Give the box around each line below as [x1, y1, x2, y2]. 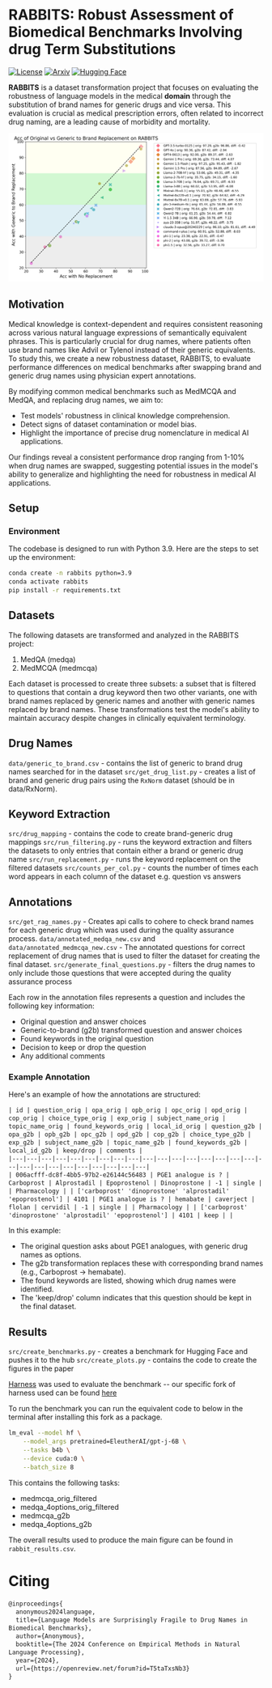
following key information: [8, 1001, 95, 1011]
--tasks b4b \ [23, 1446, 70, 1454]
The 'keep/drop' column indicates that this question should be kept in [19, 1293, 253, 1303]
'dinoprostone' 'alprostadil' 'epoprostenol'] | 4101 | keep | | [8, 1211, 233, 1219]
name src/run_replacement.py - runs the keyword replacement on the [8, 855, 241, 864]
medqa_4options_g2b [19, 1519, 92, 1529]
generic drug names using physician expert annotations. [8, 371, 197, 380]
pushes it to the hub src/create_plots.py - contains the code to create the [8, 1355, 257, 1365]
